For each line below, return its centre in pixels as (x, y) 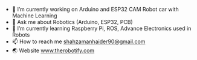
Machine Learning (34, 16)
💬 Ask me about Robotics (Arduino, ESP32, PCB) (72, 22)
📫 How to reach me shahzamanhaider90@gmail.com (79, 41)
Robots (21, 35)
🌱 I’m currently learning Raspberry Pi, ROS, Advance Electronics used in (102, 28)
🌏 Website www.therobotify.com (53, 50)
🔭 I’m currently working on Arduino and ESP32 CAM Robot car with (95, 9)
